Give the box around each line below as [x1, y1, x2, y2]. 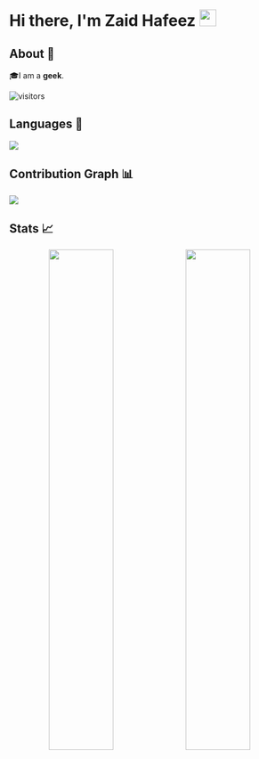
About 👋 [9, 45, 55, 61]
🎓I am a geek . [9, 70, 65, 80]
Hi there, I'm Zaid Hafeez [9, 11, 196, 31]
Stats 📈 [9, 221, 54, 236]
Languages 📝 [9, 117, 83, 132]
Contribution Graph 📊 [9, 167, 134, 182]
